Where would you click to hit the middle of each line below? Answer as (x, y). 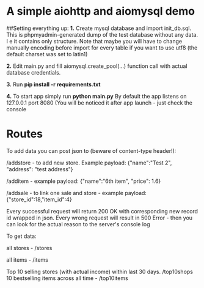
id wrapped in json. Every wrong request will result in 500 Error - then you (100, 218)
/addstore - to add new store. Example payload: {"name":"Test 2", (89, 163)
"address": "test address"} (40, 169)
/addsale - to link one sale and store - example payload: (76, 193)
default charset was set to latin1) (47, 54)
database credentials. (34, 72)
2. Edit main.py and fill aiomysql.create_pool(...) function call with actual (97, 66)
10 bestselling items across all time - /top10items (67, 278)
